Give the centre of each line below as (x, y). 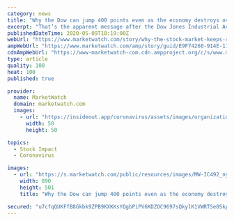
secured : (20, 206)
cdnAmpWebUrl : (28, 53)
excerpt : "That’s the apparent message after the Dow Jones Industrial (113, 26)
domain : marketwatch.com (49, 104)
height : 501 (37, 188)
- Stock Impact (36, 149)
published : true (31, 78)
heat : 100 (22, 72)
